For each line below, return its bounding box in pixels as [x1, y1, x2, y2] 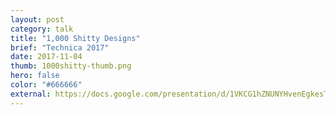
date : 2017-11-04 [10, 52, 83, 62]
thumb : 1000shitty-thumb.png [10, 61, 132, 71]
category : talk [10, 24, 74, 34]
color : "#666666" [10, 80, 83, 90]
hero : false [10, 71, 60, 81]
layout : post [10, 14, 65, 25]
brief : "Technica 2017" [10, 42, 110, 53]
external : [10, 89, 52, 99]
